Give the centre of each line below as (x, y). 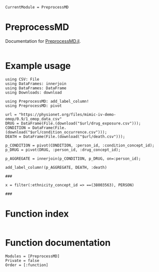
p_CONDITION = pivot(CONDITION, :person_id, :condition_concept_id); (80, 145)
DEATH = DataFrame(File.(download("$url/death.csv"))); (65, 137)
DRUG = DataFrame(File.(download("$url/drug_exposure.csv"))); (73, 123)
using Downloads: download (34, 92)
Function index (37, 214)
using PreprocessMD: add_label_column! (47, 101)
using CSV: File (22, 79)
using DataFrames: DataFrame (36, 88)
